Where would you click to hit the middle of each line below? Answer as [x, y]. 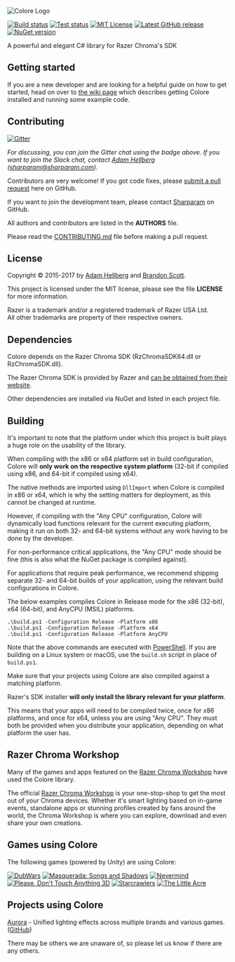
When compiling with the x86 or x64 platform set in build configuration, [110, 459]
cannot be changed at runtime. [52, 502]
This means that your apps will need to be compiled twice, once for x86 [111, 710]
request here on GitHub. [42, 188]
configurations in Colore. [43, 588]
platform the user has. [39, 733]
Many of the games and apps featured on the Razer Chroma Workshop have [117, 772]
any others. [23, 950]
